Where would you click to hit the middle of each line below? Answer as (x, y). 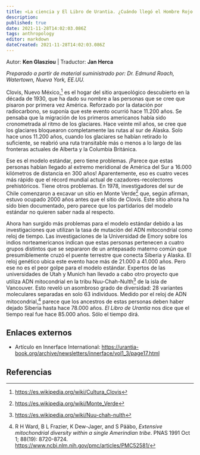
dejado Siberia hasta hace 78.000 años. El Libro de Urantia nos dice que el (98, 307)
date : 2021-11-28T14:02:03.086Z (46, 28)
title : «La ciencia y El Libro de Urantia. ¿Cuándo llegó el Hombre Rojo (100, 12)
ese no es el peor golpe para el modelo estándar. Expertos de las (86, 268)
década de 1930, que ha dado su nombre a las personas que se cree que (96, 98)
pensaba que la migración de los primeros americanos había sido (86, 117)
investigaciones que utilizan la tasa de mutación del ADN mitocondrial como (99, 230)
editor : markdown (28, 39)
